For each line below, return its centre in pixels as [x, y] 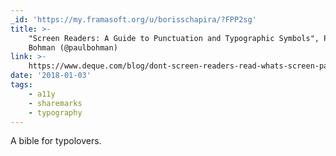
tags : [21, 85]
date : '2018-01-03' [51, 76]
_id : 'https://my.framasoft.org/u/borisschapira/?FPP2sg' [133, 19]
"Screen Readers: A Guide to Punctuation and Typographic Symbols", [174, 38]
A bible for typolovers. [56, 141]
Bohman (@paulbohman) [73, 47]
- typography [55, 112]
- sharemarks [55, 103]
